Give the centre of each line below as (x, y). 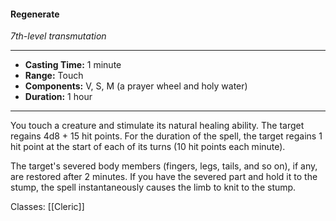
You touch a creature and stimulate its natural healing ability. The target (157, 126)
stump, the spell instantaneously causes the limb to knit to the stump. (153, 187)
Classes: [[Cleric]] (47, 207)
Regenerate (35, 14)
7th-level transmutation (58, 36)
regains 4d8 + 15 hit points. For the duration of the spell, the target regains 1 (166, 136)
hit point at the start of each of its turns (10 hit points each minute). (148, 147)
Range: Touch (54, 76)
